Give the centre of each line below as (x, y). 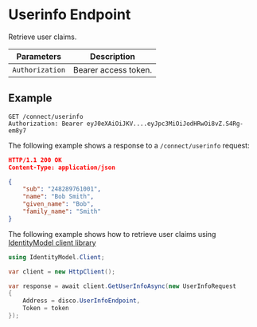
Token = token (46, 309)
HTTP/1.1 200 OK (35, 160)
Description (113, 56)
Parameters (39, 56)
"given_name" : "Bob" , (58, 204)
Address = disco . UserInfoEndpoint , (82, 301)
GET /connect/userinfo (46, 116)
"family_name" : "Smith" (62, 211)
